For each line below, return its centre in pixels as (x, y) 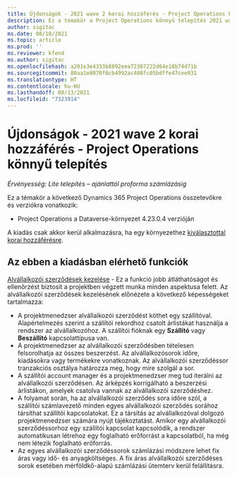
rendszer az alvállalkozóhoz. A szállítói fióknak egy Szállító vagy (111, 330)
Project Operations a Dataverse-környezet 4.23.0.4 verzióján (106, 218)
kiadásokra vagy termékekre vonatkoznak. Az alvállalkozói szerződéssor (123, 360)
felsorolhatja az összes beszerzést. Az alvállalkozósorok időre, (108, 353)
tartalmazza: (25, 302)
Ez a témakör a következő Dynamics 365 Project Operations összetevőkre (115, 197)
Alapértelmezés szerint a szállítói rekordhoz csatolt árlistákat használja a (123, 323)
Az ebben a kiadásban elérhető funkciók (98, 262)
